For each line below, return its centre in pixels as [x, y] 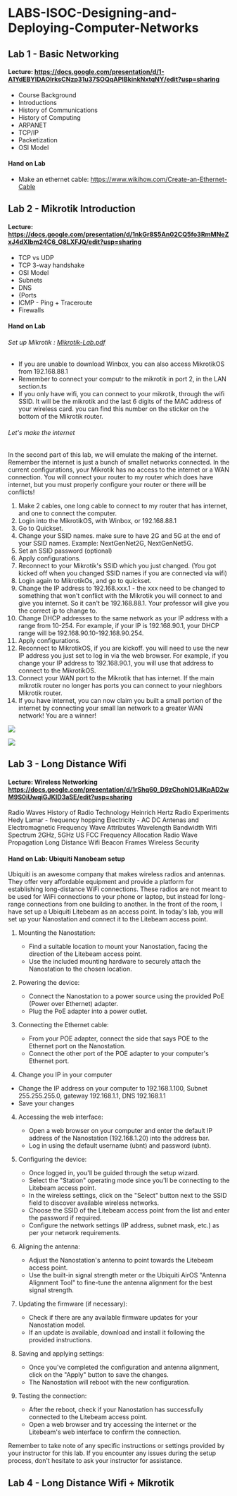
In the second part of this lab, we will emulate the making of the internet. [113, 454]
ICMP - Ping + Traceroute [55, 302]
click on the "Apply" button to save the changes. [99, 1375]
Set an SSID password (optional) [65, 551]
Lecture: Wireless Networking [53, 782]
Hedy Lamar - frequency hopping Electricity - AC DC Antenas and [103, 820]
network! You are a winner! [57, 715]
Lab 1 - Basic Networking [64, 54]
